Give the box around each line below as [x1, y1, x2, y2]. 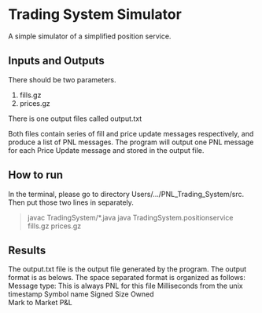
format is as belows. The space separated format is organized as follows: [8, 273, 246, 282]
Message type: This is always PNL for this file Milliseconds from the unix [8, 281, 243, 291]
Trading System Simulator [8, 5, 183, 24]
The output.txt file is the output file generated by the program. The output [8, 264, 247, 274]
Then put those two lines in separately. [8, 198, 134, 207]
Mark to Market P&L [8, 298, 72, 308]
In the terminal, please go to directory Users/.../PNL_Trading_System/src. [8, 189, 245, 198]
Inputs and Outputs [8, 54, 105, 67]
